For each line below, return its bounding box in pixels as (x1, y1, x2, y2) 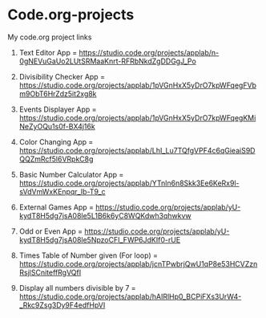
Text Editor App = (18, 47, 78, 57)
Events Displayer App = (18, 104, 97, 114)
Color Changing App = (18, 137, 94, 146)
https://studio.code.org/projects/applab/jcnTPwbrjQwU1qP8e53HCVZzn (18, 259, 258, 268)
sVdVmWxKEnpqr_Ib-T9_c (18, 186, 106, 196)
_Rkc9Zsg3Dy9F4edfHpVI (18, 300, 106, 310)
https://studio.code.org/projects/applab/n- (79, 47, 220, 57)
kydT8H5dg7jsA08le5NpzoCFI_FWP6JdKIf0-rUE (18, 234, 181, 244)
